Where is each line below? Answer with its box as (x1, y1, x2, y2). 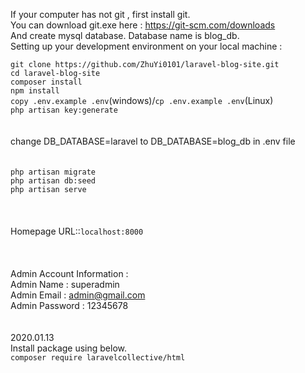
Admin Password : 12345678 (10, 300, 129, 311)
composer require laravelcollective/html (10, 353, 186, 363)
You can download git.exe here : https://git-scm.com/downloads (10, 19, 276, 31)
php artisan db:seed (10, 176, 97, 186)
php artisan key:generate (10, 105, 118, 115)
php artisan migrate (10, 167, 97, 177)
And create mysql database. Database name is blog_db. (10, 30, 240, 41)
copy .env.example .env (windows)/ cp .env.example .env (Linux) (10, 95, 274, 106)
